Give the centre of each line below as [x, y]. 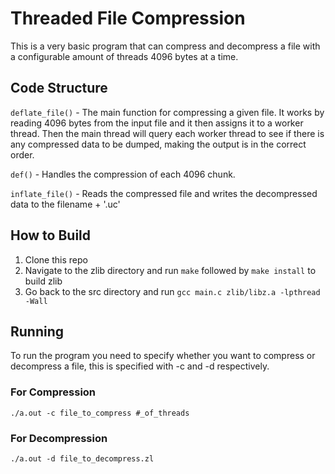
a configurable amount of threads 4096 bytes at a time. [124, 56]
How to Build [51, 235]
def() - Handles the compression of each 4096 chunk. [123, 174]
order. [22, 154]
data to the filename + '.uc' [65, 204]
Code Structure [59, 88]
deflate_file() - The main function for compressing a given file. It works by [167, 112]
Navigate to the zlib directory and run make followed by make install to [170, 270]
